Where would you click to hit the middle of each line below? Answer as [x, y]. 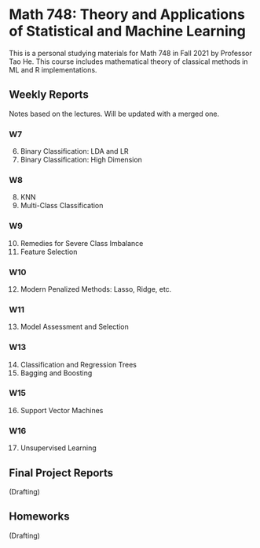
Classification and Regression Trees [78, 364]
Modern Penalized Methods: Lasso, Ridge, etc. [96, 289]
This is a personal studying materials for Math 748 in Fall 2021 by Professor [130, 53]
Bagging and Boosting [56, 373]
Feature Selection [49, 252]
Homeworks [39, 517]
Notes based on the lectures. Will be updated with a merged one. [114, 114]
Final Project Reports [61, 473]
